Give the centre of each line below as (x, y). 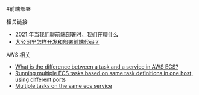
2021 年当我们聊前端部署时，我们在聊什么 (67, 34)
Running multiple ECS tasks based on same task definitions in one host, (104, 73)
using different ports (40, 79)
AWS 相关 (18, 55)
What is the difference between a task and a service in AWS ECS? (97, 67)
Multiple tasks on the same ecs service (64, 86)
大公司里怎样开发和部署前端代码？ (57, 42)
